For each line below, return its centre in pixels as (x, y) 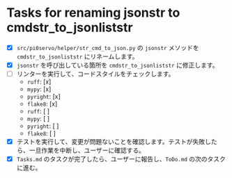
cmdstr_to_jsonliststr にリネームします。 (77, 56)
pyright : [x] (44, 97)
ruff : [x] (39, 82)
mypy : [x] (39, 89)
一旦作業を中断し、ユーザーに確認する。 (87, 150)
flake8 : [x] (42, 104)
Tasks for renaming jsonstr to (93, 13)
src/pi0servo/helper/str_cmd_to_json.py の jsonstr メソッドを (108, 47)
